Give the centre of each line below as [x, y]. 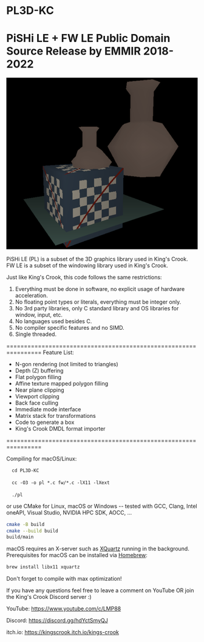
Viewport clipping [37, 396]
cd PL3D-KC [25, 470]
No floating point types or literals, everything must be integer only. [98, 302]
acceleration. [32, 295]
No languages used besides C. [53, 321]
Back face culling [37, 403]
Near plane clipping [40, 390]
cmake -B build [25, 524]
